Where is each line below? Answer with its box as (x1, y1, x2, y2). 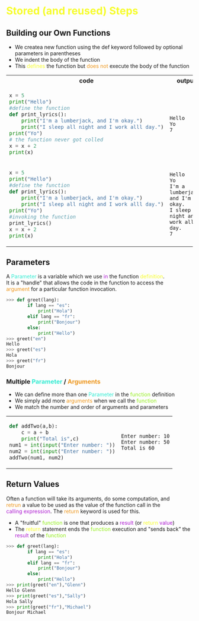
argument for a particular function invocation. (6, 286, 117, 293)
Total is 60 (121, 445, 155, 452)
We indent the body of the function (14, 56, 101, 63)
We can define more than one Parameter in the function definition (14, 391, 175, 398)
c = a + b (21, 429, 49, 436)
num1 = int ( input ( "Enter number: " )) (9, 442, 115, 449)
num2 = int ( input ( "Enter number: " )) (9, 448, 115, 455)
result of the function (14, 531, 66, 538)
